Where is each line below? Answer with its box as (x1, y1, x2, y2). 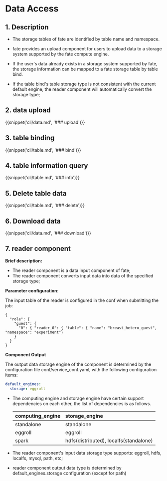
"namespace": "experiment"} (5, 330, 64, 335)
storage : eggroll (9, 386, 46, 391)
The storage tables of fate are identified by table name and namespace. (12, 36, 160, 42)
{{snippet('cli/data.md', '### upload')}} (5, 119, 85, 125)
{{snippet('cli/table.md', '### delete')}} (5, 203, 85, 209)
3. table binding (5, 134, 55, 142)
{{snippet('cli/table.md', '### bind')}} (5, 147, 81, 153)
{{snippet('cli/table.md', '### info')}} (5, 175, 80, 181)
